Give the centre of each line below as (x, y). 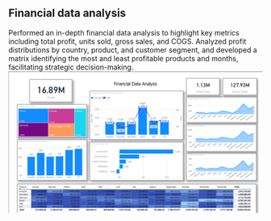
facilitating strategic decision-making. (71, 67)
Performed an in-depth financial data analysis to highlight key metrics (124, 32)
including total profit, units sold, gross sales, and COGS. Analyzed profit (127, 41)
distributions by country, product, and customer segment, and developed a (133, 50)
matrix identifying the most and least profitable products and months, (123, 58)
